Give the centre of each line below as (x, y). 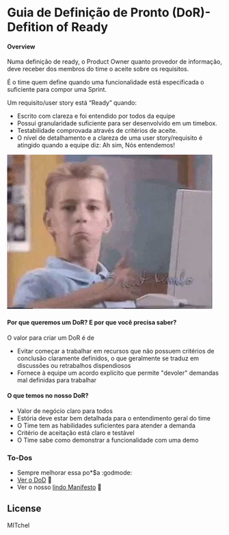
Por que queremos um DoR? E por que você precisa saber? (92, 322)
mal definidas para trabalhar (57, 380)
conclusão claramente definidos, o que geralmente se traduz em (108, 358)
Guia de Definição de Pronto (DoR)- (109, 13)
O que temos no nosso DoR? (48, 396)
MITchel (18, 525)
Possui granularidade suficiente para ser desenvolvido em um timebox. (117, 123)
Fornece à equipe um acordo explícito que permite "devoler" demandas (118, 373)
